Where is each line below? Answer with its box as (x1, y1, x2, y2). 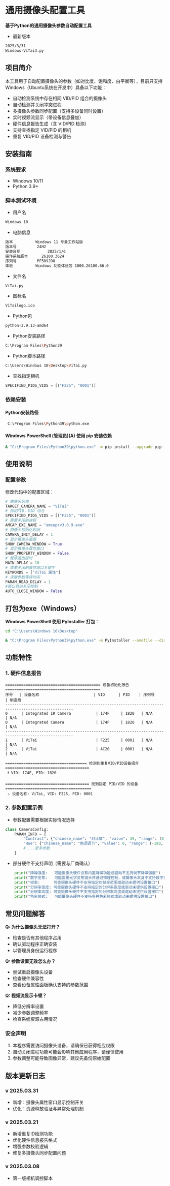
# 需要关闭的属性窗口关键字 (5, 565, 56, 570)
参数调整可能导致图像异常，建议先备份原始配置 (12, 1055, 110, 1061)
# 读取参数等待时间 (5, 574, 40, 580)
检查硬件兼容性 (12, 975, 44, 981)
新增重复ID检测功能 (12, 1131, 53, 1137)
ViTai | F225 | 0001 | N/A (25, 738, 153, 743)
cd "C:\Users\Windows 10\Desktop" (5, 628, 78, 633)
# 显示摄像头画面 (5, 537, 36, 542)
